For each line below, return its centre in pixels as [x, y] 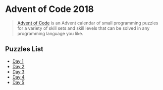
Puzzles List [24, 49]
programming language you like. [50, 33]
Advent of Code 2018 [50, 9]
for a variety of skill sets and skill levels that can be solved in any [83, 28]
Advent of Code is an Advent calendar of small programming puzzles [88, 23]
